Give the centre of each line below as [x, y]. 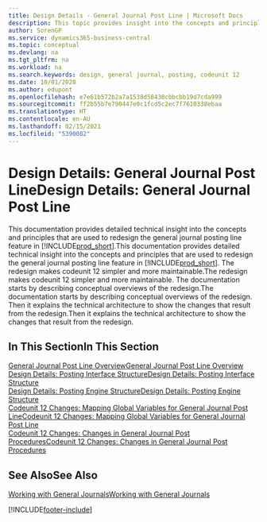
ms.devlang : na [33, 52]
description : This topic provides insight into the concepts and [118, 23]
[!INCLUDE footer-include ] [50, 510]
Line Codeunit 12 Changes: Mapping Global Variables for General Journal [127, 416]
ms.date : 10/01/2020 [43, 82]
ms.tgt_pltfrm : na [39, 60]
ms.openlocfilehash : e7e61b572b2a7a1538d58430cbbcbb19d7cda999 [115, 97]
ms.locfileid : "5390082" [49, 133]
